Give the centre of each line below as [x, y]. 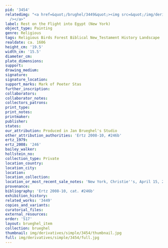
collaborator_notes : [27, 98]
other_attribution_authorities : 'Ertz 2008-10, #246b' [63, 135]
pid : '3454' [17, 10]
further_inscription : [28, 89]
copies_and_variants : [28, 205]
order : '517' [19, 219]
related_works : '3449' [29, 200]
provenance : [17, 186]
